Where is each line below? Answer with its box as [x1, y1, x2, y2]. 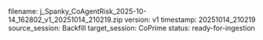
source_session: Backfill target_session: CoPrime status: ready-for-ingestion [8, 24, 255, 32]
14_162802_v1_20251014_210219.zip [8, 15, 123, 24]
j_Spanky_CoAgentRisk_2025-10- [39, 7, 147, 16]
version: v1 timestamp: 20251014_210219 [124, 15, 256, 24]
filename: [8, 7, 38, 16]
